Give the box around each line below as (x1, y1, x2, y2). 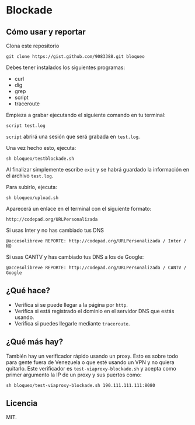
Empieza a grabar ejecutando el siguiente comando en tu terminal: (6, 112, 166, 118)
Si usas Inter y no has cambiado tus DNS (6, 227, 104, 234)
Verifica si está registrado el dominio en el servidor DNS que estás (14, 307, 175, 314)
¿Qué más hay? (6, 337, 64, 347)
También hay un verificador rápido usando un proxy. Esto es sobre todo (6, 352, 179, 359)
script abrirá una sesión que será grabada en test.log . (6, 133, 140, 140)
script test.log (6, 123, 46, 129)
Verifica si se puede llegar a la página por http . (14, 301, 128, 308)
